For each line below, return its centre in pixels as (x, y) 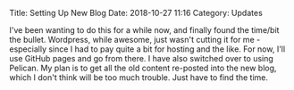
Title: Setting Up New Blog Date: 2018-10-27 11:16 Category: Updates (136, 13)
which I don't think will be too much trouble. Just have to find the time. (139, 78)
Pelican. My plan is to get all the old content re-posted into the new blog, (143, 68)
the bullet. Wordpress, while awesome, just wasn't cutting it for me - (135, 40)
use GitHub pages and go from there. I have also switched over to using (142, 58)
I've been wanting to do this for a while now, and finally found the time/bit (144, 30)
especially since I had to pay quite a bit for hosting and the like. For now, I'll (147, 49)
